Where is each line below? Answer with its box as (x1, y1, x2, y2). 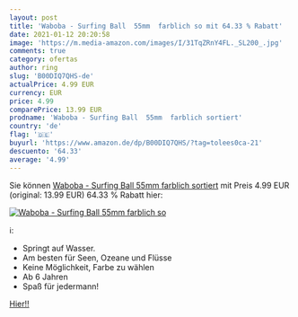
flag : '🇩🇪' (9, 130, 54, 139)
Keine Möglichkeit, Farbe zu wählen (22, 261, 155, 272)
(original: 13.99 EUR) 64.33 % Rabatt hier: (9, 189, 163, 200)
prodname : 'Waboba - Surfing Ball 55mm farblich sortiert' (9, 113, 243, 122)
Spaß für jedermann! (22, 280, 100, 292)
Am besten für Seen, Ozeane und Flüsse (22, 252, 172, 263)
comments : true (9, 47, 66, 56)
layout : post (9, 13, 58, 22)
